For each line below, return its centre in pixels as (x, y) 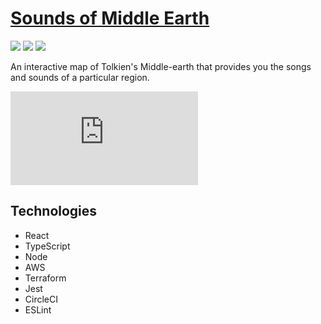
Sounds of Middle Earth (110, 18)
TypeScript (47, 246)
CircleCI (41, 299)
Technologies (54, 211)
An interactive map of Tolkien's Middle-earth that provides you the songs (161, 66)
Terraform (45, 278)
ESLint (38, 309)
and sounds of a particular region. (80, 77)
